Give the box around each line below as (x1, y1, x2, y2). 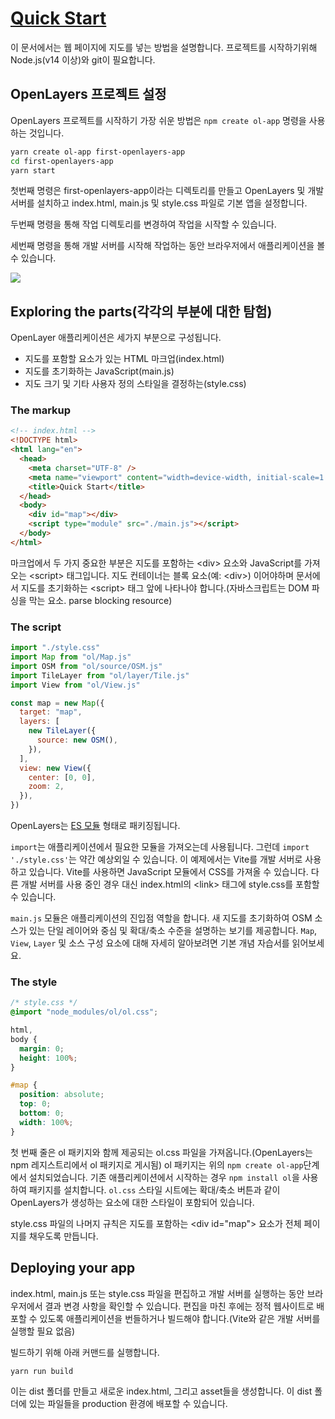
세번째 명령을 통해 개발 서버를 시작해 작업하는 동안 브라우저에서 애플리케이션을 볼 (10, 240, 326, 252)
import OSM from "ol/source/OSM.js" (10, 661, 163, 671)
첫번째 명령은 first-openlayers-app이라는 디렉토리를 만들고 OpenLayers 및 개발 (10, 185, 325, 197)
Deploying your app (10, 1260, 136, 1277)
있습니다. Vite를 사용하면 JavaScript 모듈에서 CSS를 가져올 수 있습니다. (28, 866, 309, 878)
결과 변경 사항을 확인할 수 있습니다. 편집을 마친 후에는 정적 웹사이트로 (44, 1300, 315, 1312)
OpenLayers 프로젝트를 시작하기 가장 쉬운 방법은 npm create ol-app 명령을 (10, 114, 307, 126)
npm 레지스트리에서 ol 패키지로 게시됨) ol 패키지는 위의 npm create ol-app (10, 1158, 304, 1171)
